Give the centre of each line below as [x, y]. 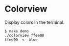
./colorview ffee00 [24, 35]
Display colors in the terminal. [34, 22]
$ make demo [17, 31]
